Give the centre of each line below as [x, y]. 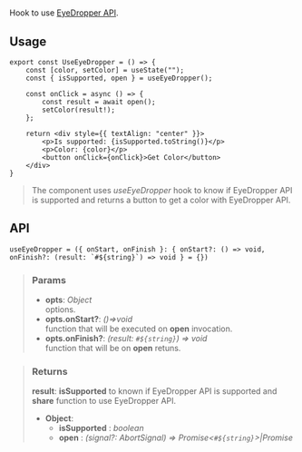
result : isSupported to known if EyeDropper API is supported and [154, 391]
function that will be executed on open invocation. [139, 329]
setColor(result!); [79, 110]
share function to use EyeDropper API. [104, 401]
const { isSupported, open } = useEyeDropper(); [119, 78]
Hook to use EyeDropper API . [64, 13]
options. [60, 310]
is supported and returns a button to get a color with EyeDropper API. [161, 200]
